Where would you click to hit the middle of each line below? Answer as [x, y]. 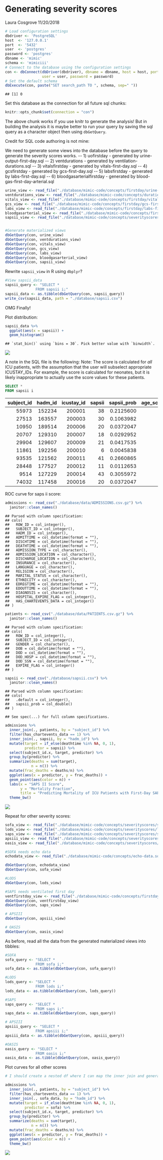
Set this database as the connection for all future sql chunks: [66, 103]
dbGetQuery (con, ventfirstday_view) [42, 901]
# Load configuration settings [37, 31]
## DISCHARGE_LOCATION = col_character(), [51, 559]
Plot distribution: [21, 317]
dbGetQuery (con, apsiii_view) [36, 919]
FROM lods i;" [50, 987]
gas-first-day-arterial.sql [30, 182]
